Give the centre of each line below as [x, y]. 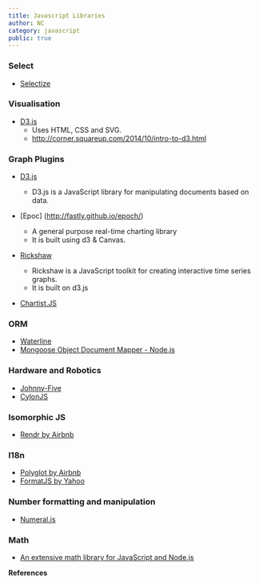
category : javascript [44, 30]
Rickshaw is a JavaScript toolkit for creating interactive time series [141, 271]
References [28, 573]
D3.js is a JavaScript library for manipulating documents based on [140, 192]
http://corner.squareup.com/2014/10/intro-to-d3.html [119, 138]
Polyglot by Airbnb [50, 473]
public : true [30, 38]
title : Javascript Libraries [57, 16]
